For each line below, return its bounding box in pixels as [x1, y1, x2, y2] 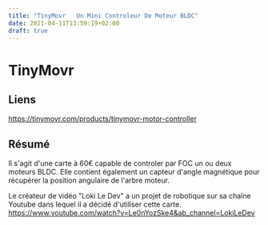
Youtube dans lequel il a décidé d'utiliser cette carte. [8, 199, 182, 209]
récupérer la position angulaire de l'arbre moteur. [8, 175, 170, 185]
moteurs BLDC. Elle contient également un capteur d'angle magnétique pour [8, 167, 260, 177]
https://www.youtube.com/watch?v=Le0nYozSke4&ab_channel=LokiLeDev [8, 208, 255, 218]
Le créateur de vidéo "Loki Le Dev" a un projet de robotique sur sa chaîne [8, 191, 251, 201]
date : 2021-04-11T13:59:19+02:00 [8, 19, 120, 27]
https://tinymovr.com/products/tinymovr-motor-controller [8, 114, 198, 124]
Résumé [8, 137, 50, 151]
